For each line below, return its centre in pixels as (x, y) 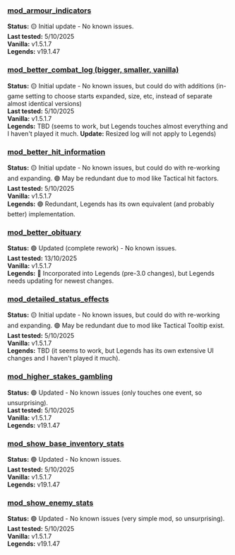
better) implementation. (41, 214)
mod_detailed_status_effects (58, 299)
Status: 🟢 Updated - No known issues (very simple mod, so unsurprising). (116, 519)
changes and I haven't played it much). (64, 358)
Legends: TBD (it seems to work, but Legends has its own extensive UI (110, 351)
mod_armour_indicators (49, 11)
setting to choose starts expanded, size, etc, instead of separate (119, 96)
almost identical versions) (45, 103)
